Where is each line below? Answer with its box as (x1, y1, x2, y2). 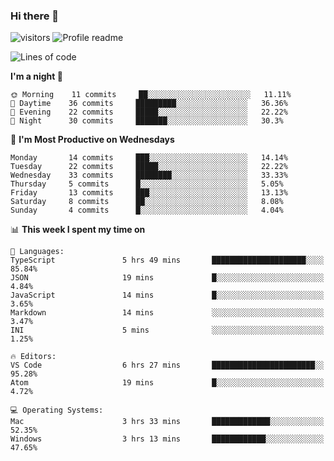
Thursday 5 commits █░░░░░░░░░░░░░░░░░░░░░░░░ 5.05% (10, 179, 284, 189)
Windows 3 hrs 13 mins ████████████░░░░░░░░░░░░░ (10, 434, 325, 444)
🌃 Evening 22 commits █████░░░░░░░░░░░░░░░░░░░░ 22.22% (10, 107, 288, 118)
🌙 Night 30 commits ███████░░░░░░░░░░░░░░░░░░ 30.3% (10, 116, 284, 126)
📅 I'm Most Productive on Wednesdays (10, 134, 175, 146)
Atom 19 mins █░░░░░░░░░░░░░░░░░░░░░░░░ (10, 378, 325, 388)
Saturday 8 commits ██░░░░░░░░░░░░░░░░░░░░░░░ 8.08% (10, 197, 284, 207)
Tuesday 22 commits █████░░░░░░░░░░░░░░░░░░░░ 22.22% (10, 162, 288, 172)
